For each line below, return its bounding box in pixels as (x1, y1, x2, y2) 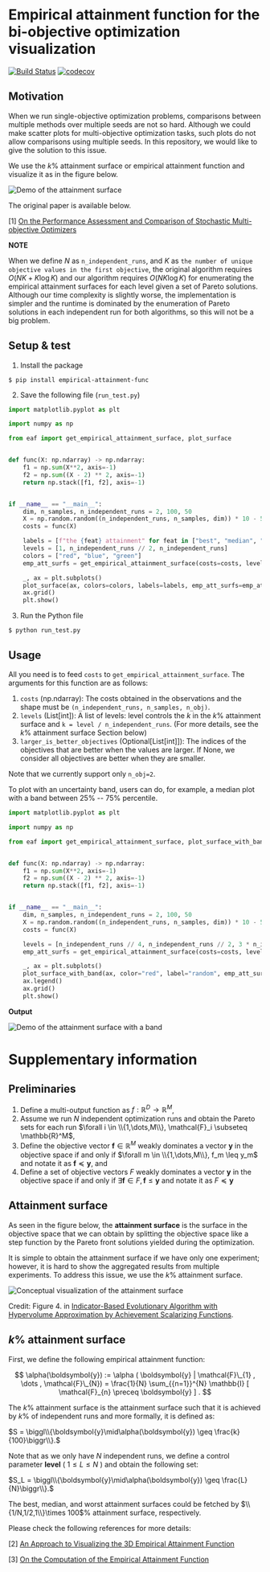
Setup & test (8, 339, 71, 353)
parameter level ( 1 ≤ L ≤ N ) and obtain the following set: (8, 1459, 199, 1469)
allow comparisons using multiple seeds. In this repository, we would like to (8, 137, 258, 146)
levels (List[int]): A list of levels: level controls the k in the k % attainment (19, 711, 261, 720)
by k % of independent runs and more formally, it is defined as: (8, 1411, 215, 1421)
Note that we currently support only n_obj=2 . (8, 770, 156, 778)
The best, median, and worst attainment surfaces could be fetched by (8, 1499, 239, 1508)
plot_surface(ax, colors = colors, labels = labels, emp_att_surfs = (22, 581, 243, 589)
